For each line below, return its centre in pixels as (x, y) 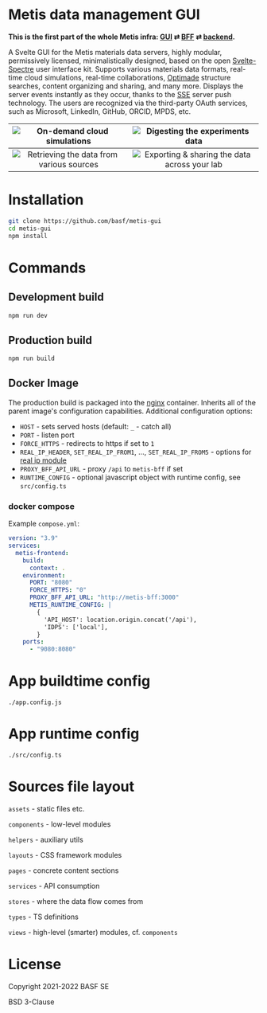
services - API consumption (54, 886)
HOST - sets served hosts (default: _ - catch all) (96, 426)
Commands (47, 268)
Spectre (21, 68)
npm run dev (28, 315)
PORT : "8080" (51, 583)
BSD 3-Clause (31, 1002)
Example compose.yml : (44, 524)
